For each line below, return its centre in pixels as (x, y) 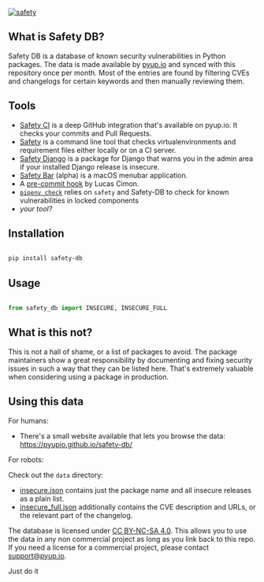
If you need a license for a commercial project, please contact (109, 547)
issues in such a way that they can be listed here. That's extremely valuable (131, 368)
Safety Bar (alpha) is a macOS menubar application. (104, 175)
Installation (36, 234)
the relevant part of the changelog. (76, 515)
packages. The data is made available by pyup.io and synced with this (122, 64)
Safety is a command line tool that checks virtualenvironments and (128, 141)
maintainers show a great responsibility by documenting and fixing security (130, 360)
